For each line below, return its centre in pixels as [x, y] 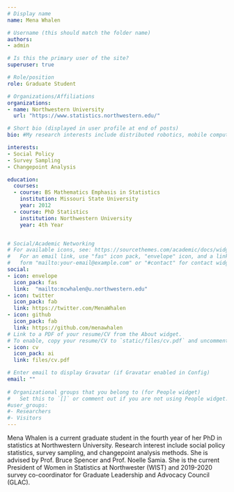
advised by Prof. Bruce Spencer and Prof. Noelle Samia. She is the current [114, 460]
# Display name [29, 14]
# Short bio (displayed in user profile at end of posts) [93, 129]
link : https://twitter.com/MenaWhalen [70, 308]
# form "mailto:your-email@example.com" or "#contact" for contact [110, 263]
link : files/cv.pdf [42, 360]
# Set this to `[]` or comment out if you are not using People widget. [118, 399]
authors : [20, 39]
